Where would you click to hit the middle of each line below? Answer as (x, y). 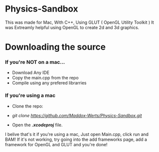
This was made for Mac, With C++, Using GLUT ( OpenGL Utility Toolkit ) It (79, 22)
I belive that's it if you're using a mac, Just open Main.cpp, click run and (77, 134)
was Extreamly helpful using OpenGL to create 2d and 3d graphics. (72, 27)
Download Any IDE (31, 73)
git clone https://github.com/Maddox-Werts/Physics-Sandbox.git (77, 115)
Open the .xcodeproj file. (37, 125)
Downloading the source (55, 47)
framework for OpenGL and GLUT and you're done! (56, 144)
